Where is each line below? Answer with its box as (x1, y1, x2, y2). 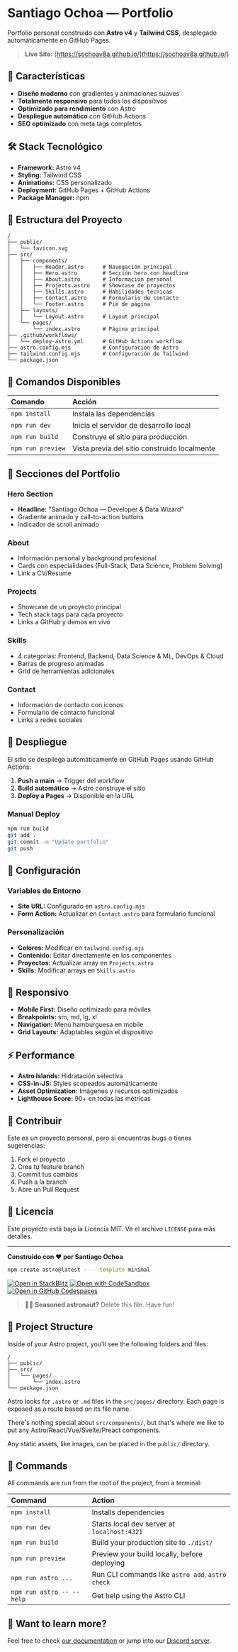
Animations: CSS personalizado (17, 178, 112, 187)
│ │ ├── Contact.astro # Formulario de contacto (7, 294, 179, 302)
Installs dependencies (91, 1507, 165, 1517)
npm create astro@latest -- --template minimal (7, 1266, 151, 1273)
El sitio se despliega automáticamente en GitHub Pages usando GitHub (7, 755, 214, 763)
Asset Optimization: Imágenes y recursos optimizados (17, 1087, 178, 1095)
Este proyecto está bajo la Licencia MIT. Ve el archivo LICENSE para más (7, 1224, 216, 1233)
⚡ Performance (7, 1049, 76, 1061)
